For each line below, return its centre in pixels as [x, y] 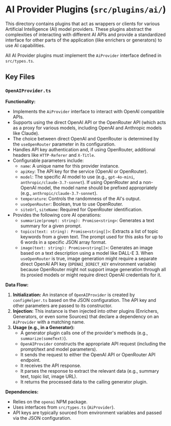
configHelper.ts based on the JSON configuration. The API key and [84, 300]
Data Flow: [17, 285]
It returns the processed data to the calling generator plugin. [84, 382]
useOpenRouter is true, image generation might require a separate [89, 258]
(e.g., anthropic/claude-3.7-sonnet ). [59, 193]
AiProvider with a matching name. [49, 322]
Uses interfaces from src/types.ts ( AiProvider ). [64, 407]
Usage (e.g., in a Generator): [44, 327]
